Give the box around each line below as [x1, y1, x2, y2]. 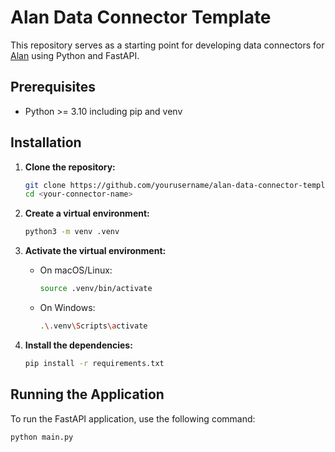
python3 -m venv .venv [24, 227, 120, 237]
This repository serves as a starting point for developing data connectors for [10, 39, 325, 51]
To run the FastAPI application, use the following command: [10, 412, 256, 425]
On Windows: [39, 302, 96, 314]
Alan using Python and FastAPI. [10, 49, 140, 61]
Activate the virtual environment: [24, 245, 167, 257]
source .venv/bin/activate [39, 284, 153, 294]
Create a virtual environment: [24, 207, 150, 220]
